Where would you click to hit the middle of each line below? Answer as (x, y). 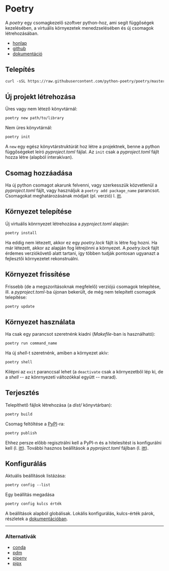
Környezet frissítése (38, 274)
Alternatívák (21, 536)
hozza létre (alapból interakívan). (39, 157)
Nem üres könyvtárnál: (29, 128)
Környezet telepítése (38, 212)
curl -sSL (16, 81)
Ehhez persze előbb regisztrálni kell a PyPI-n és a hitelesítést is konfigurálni (83, 442)
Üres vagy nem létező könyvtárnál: (41, 109)
